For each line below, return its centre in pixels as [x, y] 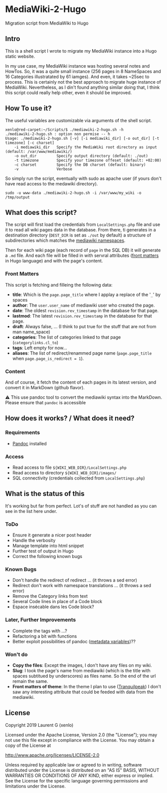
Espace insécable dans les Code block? [53, 607]
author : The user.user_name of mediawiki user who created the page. [83, 305]
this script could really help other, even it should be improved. [69, 92]
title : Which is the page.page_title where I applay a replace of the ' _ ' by [86, 295]
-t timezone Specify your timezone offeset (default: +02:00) [88, 160]
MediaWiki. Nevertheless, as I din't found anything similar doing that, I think [83, 87]
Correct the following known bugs [47, 557]
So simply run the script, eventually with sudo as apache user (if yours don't [83, 178]
